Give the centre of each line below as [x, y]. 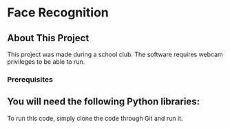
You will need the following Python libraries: [104, 102]
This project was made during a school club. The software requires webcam [115, 54]
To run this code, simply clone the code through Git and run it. [95, 118]
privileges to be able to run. [46, 62]
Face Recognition [58, 13]
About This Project [48, 38]
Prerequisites [30, 79]
